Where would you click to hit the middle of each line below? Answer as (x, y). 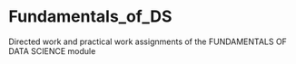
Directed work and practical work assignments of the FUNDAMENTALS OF (148, 41)
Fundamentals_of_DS (90, 17)
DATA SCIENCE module (52, 50)
